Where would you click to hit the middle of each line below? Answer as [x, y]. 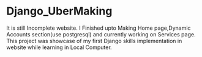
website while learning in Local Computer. [59, 47]
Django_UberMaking [59, 11]
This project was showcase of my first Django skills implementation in [94, 41]
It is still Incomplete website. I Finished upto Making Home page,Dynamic [99, 28]
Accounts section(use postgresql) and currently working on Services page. [101, 34]
